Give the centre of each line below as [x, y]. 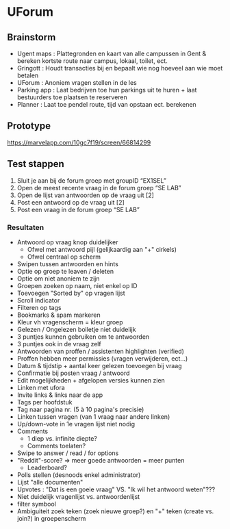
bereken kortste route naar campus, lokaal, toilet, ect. [92, 61]
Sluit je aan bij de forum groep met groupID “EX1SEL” [91, 180]
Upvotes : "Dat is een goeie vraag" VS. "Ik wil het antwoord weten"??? [116, 489]
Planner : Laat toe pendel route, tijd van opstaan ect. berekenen [106, 104]
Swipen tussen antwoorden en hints [67, 263]
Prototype [29, 126]
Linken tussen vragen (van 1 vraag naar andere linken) [93, 416]
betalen [28, 75]
